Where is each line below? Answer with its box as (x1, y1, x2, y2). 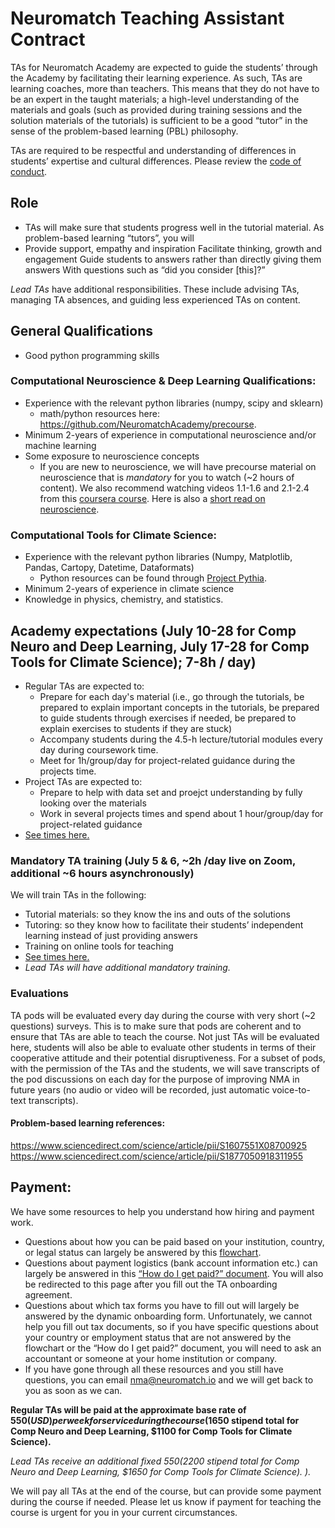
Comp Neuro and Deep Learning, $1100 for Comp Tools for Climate (10, 1425, 293, 1437)
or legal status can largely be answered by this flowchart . (24, 1246, 262, 1258)
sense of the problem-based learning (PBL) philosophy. (10, 125, 239, 137)
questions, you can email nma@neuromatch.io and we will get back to (24, 1373, 314, 1386)
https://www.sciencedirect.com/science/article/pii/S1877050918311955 (10, 1150, 304, 1162)
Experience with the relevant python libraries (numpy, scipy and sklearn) (24, 397, 324, 409)
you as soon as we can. (24, 1384, 123, 1396)
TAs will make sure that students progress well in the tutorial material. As (24, 221, 325, 233)
